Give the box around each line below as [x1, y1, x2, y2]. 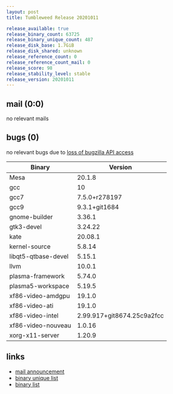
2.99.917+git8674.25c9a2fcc [77, 311, 165, 319]
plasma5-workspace [9, 282, 70, 290]
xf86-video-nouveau [9, 321, 71, 330]
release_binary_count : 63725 [6, 31, 80, 37]
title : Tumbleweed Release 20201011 [6, 15, 99, 21]
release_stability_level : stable [6, 70, 91, 76]
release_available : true [6, 25, 69, 32]
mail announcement [15, 368, 65, 375]
